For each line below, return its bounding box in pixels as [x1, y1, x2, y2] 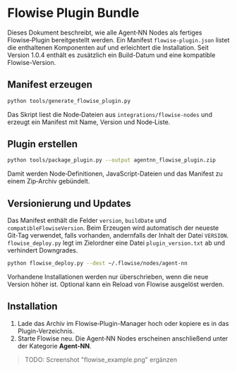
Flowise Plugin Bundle [7, 5, 140, 21]
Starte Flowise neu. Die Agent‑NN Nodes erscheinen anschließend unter [17, 334, 229, 343]
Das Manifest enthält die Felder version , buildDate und [7, 217, 167, 225]
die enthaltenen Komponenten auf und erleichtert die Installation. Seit [7, 43, 209, 51]
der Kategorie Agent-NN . [17, 341, 92, 350]
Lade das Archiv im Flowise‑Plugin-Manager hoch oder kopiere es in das [17, 319, 229, 327]
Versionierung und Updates [7, 197, 132, 209]
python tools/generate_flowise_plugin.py [7, 97, 131, 104]
